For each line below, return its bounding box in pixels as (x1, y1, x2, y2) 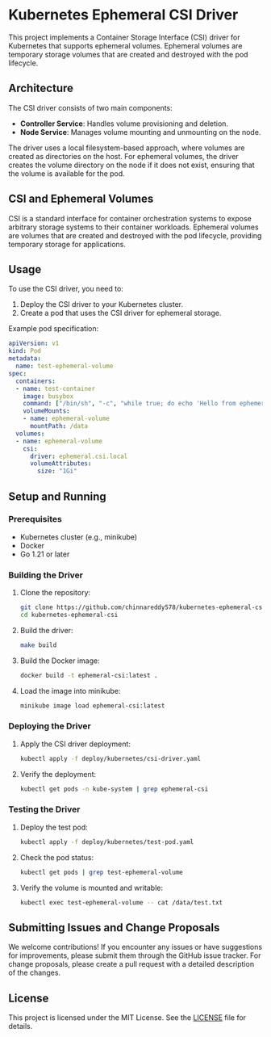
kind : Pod (8, 347, 42, 355)
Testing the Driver (8, 804, 81, 815)
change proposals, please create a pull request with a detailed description (8, 959, 255, 969)
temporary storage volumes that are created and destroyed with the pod (8, 49, 248, 59)
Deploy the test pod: (19, 822, 88, 832)
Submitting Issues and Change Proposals (8, 921, 220, 934)
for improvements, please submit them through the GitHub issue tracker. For (8, 951, 261, 960)
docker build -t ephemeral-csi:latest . (19, 671, 158, 679)
